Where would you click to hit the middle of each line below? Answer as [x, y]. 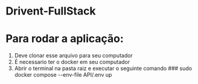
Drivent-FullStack [51, 11]
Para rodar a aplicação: [65, 39]
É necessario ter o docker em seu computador [72, 62]
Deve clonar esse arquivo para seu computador [74, 56]
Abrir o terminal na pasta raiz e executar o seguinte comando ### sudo [103, 68]
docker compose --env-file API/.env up [63, 75]
